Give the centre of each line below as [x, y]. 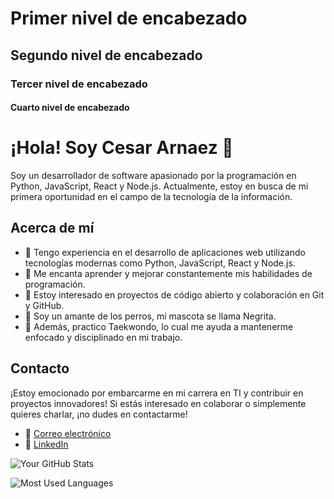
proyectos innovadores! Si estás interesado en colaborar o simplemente [158, 403]
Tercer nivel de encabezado [79, 84]
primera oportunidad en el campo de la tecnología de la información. [151, 197]
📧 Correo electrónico [68, 433]
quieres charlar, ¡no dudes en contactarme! [99, 414]
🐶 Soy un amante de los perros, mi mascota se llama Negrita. [150, 316]
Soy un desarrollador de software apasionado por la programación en [153, 176]
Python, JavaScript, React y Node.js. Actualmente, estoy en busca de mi [159, 186]
